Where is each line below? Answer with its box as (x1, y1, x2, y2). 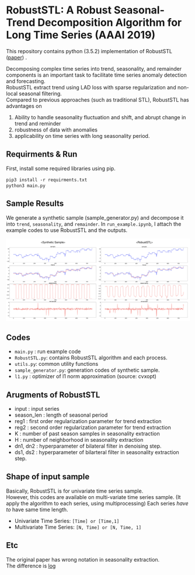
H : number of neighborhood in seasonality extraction (14, 437, 144, 444)
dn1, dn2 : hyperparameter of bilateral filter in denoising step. (14, 442, 162, 450)
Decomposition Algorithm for (37, 16, 182, 29)
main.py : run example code (14, 348, 81, 355)
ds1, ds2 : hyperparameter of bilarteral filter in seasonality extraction (14, 449, 179, 456)
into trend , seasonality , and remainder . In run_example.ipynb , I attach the (6, 220, 182, 227)
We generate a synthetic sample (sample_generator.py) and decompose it (6, 214, 184, 221)
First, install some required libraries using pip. (6, 165, 116, 172)
